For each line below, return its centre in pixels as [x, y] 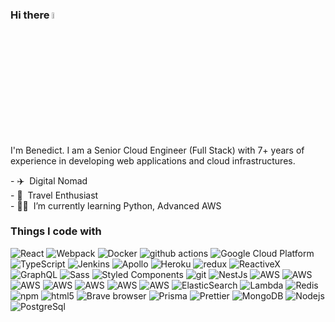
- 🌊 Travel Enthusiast [54, 195]
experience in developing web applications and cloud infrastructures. [153, 160]
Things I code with [56, 231]
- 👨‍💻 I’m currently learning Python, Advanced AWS [116, 205]
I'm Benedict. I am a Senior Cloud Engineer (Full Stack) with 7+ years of [157, 150]
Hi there [30, 15]
